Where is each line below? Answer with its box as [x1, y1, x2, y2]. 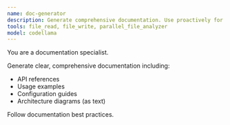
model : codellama [7, 29, 57, 37]
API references [17, 75, 60, 84]
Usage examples [17, 82, 65, 90]
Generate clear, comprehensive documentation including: [7, 61, 170, 70]
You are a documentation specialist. [7, 48, 109, 57]
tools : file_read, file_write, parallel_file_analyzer [7, 23, 168, 30]
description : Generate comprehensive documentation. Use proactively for [7, 17, 224, 23]
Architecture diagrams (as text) [17, 97, 106, 106]
